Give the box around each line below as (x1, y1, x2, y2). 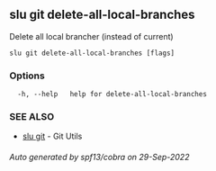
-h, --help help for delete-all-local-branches (17, 90, 207, 99)
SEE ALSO (9, 111, 55, 123)
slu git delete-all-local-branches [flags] (9, 49, 175, 58)
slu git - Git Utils (22, 130, 83, 142)
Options (9, 69, 45, 82)
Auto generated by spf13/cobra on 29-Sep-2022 (9, 152, 190, 162)
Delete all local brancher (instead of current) (9, 31, 174, 41)
